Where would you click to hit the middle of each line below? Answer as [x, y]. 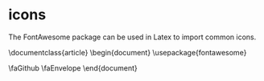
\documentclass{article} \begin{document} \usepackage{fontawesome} [128, 52]
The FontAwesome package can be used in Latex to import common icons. [132, 37]
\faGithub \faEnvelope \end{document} [73, 68]
